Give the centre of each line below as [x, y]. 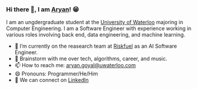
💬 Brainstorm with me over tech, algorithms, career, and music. [91, 59]
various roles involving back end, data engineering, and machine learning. [96, 35]
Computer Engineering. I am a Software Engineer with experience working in [99, 28]
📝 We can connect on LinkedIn [52, 80]
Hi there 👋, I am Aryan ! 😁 [43, 9]
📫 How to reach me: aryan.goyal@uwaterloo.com [75, 65]
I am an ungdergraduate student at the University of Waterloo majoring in [95, 22]
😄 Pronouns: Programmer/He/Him [56, 74]
